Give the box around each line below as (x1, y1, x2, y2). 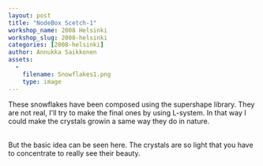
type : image (22, 77, 62, 85)
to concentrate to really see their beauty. (8, 148, 141, 158)
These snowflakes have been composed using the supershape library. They (8, 100, 255, 109)
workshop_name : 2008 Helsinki (8, 26, 108, 34)
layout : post (8, 11, 51, 20)
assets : (8, 56, 34, 64)
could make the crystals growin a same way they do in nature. (8, 116, 210, 126)
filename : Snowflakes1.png (22, 70, 111, 78)
